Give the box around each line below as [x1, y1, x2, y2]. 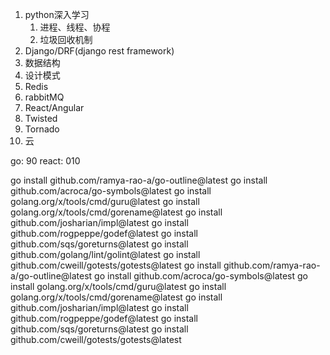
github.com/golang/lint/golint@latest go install [10, 249, 201, 260]
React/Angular [24, 102, 85, 113]
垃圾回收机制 [39, 34, 93, 45]
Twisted [24, 113, 58, 124]
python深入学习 [24, 9, 90, 20]
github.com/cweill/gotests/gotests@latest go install [10, 259, 222, 271]
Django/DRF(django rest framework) [24, 45, 175, 57]
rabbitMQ [24, 91, 65, 103]
